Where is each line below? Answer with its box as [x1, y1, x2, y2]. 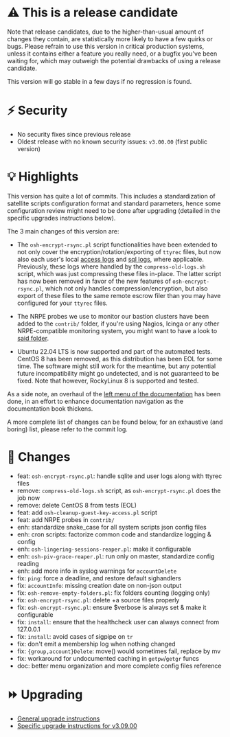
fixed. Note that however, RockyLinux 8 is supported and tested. [16, 376, 199, 385]
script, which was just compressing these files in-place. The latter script [16, 269, 222, 277]
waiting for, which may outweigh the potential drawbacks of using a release [7, 56, 221, 65]
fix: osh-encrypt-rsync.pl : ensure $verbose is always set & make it [16, 603, 207, 611]
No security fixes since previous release [16, 130, 131, 138]
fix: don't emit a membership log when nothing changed [16, 639, 176, 648]
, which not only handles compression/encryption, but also [42, 284, 208, 293]
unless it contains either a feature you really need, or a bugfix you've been [7, 49, 218, 58]
